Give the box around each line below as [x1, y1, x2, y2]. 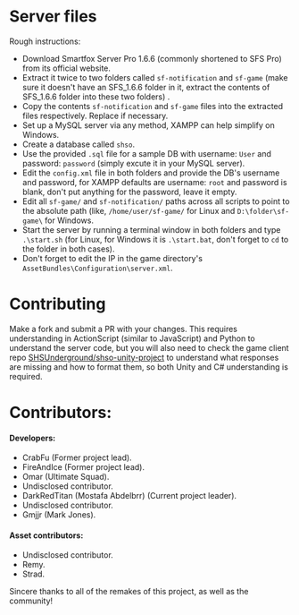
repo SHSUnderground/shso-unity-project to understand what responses [9, 352, 279, 363]
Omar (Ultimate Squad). [21, 472, 110, 483]
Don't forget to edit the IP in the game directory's [21, 252, 203, 263]
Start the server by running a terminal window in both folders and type [21, 224, 281, 235]
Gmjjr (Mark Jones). [21, 509, 96, 520]
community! [9, 595, 54, 606]
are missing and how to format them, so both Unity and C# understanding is [9, 361, 288, 372]
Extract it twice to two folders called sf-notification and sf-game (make [21, 72, 288, 82]
